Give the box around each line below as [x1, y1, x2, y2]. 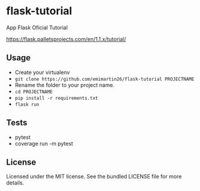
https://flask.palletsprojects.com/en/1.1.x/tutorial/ [6, 35, 127, 42]
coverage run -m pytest [14, 140, 73, 147]
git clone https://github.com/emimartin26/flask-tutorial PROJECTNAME [14, 76, 195, 82]
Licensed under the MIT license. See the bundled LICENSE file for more [6, 173, 182, 180]
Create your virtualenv [14, 69, 70, 76]
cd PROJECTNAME [14, 88, 53, 95]
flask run [14, 101, 40, 107]
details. [6, 179, 24, 186]
